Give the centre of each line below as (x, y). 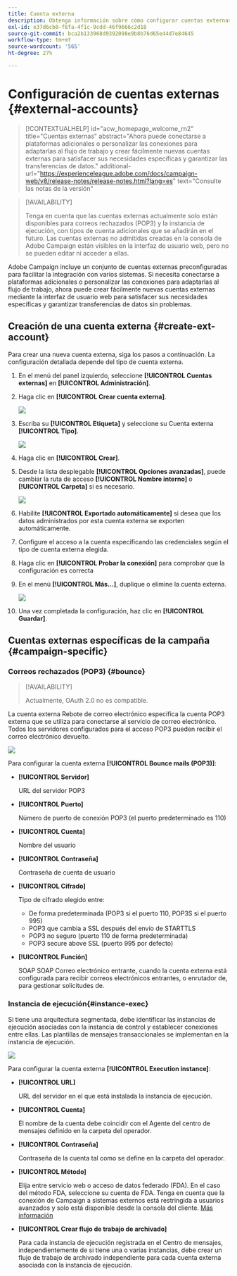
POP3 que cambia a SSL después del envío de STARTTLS (112, 928)
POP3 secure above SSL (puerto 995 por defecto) (101, 944)
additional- (115, 165)
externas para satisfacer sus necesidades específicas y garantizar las (126, 158)
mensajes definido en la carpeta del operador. (85, 1130)
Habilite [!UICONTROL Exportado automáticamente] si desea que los (120, 513)
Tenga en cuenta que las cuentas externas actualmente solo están (121, 215)
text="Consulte (199, 181)
